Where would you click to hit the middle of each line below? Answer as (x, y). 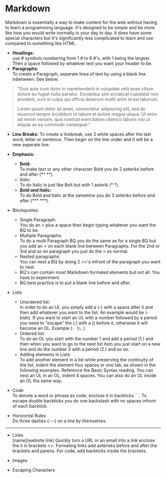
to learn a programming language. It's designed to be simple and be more (80, 27)
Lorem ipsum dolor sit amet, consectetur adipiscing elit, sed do (81, 109)
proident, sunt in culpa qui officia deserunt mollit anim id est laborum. (88, 99)
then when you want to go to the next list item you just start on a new (90, 344)
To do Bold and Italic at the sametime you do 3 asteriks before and (87, 195)
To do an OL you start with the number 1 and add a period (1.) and (86, 339)
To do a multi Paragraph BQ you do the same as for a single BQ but (88, 241)
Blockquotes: (26, 210)
